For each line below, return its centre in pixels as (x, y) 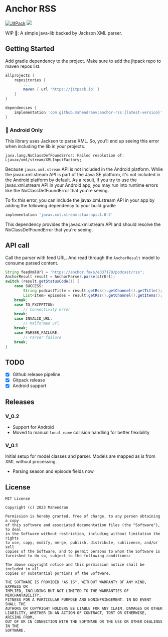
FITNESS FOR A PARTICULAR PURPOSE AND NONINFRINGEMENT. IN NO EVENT (78, 600)
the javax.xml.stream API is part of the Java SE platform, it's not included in (83, 174)
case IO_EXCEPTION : (35, 305)
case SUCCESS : (29, 286)
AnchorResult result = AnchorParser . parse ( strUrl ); (60, 277)
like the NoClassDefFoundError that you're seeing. (57, 190)
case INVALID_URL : (33, 319)
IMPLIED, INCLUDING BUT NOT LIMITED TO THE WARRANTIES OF (67, 591)
